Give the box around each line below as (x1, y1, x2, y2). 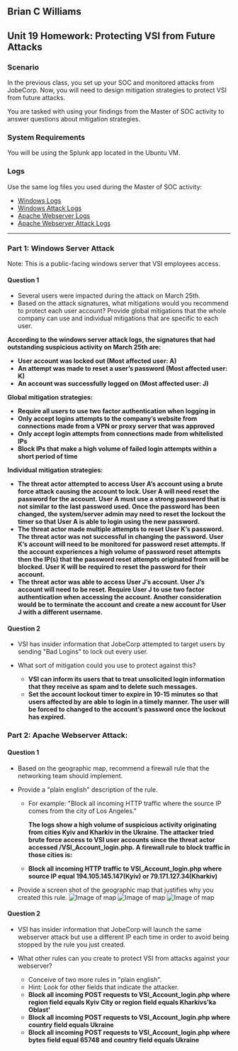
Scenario (7, 62, 39, 72)
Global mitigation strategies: (7, 393, 93, 402)
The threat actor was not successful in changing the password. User (17, 533, 224, 541)
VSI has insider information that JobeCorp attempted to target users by (17, 640, 225, 648)
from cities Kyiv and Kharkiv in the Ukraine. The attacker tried (28, 827, 214, 837)
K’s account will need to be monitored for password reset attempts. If (17, 540, 225, 549)
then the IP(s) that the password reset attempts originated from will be (17, 555, 229, 564)
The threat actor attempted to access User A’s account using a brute (17, 479, 223, 489)
